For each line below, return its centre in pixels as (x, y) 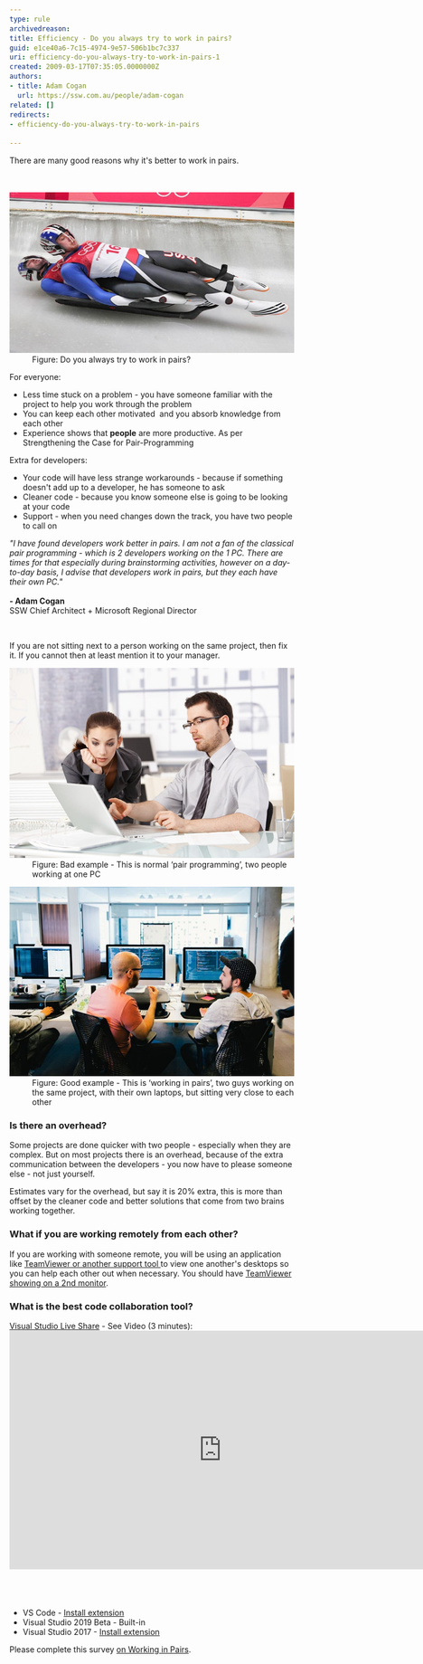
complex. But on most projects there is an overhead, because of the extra (146, 1155)
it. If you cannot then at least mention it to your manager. (115, 655)
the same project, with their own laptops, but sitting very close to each (163, 1093)
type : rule (30, 19)
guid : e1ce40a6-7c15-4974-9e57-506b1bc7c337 (94, 48)
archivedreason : (40, 29)
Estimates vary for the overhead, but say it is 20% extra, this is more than (146, 1192)
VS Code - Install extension (73, 1612)
